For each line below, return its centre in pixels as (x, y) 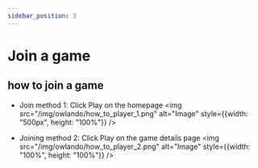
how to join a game (56, 86)
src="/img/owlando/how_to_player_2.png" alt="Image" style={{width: (135, 146)
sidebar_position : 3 (42, 16)
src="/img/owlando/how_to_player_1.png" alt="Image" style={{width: (133, 113)
